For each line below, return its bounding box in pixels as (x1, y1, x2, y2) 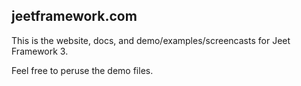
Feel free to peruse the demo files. (11, 64, 154, 76)
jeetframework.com (11, 8, 138, 25)
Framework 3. (11, 45, 69, 57)
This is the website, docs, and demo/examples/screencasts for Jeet (11, 34, 291, 46)
